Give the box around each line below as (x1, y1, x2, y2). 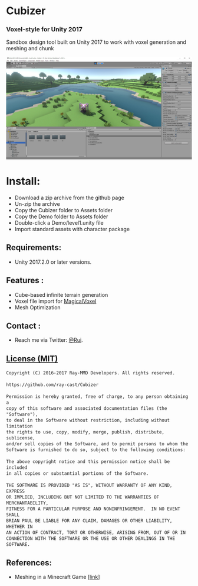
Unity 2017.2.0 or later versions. (14, 258, 92, 266)
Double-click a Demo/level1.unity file (14, 219, 104, 226)
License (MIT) (6, 354, 58, 364)
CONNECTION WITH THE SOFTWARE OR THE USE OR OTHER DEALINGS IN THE (6, 536, 176, 542)
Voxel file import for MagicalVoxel (14, 297, 97, 305)
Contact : (6, 321, 41, 331)
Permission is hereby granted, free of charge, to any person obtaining (6, 394, 189, 400)
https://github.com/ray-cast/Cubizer (6, 382, 99, 388)
